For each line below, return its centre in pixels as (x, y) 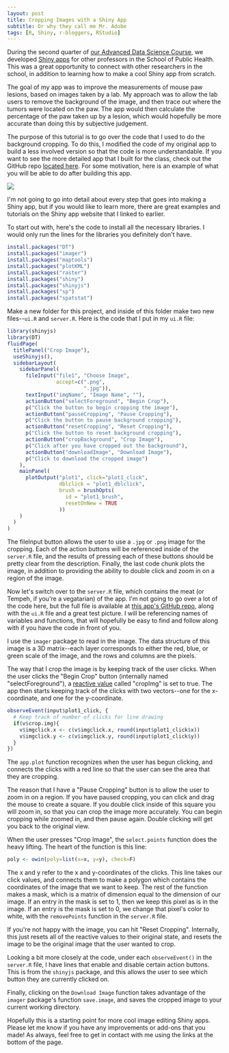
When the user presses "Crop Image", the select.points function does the (112, 840)
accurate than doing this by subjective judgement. (78, 123)
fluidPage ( (23, 343)
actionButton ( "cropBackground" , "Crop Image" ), (94, 439)
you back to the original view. (49, 826)
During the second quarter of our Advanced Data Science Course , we (105, 52)
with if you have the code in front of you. (64, 628)
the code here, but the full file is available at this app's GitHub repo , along (110, 606)
